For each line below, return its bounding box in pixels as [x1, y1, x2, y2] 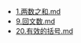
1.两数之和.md [15, 7, 61, 16]
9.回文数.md [15, 16, 56, 26]
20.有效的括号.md [15, 27, 73, 35]
